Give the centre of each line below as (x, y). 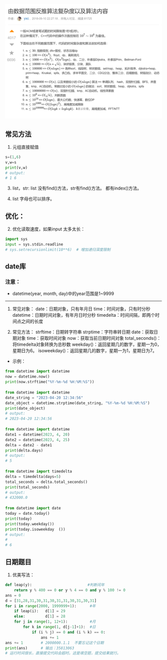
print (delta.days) (24, 450)
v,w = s (11, 162)
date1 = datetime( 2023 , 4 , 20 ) (38, 435)
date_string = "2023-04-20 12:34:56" (44, 398)
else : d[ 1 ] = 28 (40, 617)
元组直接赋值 (25, 147)
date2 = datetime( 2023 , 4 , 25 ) (38, 440)
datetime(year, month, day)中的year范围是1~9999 (63, 294)
